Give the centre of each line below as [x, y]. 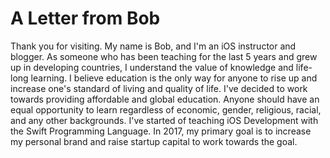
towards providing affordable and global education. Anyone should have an [165, 99]
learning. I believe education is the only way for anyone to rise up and [174, 78]
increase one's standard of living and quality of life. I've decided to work [159, 88]
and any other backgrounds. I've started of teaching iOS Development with [164, 120]
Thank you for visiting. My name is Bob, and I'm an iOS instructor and [153, 46]
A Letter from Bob [85, 18]
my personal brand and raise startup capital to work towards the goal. [154, 141]
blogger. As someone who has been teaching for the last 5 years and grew [164, 56]
